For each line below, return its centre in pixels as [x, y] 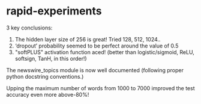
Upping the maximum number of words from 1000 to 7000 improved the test [100, 88]
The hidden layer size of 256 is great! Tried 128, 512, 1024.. [88, 39]
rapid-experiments [54, 11]
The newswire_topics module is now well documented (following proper [95, 70]
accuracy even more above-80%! [48, 94]
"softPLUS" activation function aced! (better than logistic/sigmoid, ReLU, [105, 52]
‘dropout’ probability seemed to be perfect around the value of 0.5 [97, 46]
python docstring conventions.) [45, 76]
